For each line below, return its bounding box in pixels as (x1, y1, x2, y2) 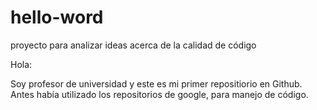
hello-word (10, 6, 104, 29)
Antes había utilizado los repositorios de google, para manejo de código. (10, 88, 309, 100)
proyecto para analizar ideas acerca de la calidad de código (10, 39, 257, 51)
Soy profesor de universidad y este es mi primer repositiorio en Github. (10, 77, 303, 90)
